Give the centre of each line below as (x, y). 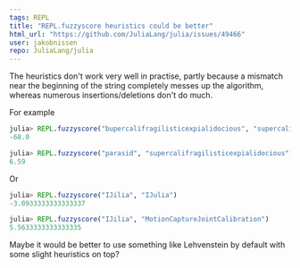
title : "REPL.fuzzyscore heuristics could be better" (112, 26)
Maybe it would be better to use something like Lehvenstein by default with (147, 245)
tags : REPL (29, 17)
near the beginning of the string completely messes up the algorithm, (137, 86)
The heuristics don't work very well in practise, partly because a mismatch (146, 76)
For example (32, 113)
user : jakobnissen (43, 42)
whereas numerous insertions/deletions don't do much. (111, 96)
